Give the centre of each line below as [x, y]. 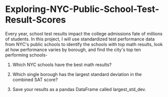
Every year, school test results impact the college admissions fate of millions [84, 33]
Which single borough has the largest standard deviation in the [77, 74]
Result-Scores [35, 20]
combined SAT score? [35, 79]
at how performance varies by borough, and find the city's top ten [73, 49]
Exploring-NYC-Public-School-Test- [82, 9]
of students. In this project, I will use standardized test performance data [80, 39]
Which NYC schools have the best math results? [62, 64]
